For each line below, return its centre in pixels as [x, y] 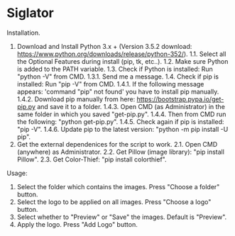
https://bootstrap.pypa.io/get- [180, 99]
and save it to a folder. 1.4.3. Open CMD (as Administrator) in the [131, 106]
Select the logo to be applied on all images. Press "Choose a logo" [114, 202]
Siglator [31, 13]
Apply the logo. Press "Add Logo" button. [77, 224]
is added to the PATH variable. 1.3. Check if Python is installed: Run [115, 69]
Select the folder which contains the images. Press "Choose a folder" [118, 186]
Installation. [23, 33]
